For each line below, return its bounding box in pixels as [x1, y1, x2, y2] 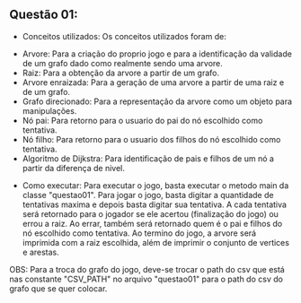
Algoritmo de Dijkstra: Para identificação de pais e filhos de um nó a [22, 152, 274, 164]
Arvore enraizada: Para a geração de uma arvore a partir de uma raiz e [22, 76, 285, 88]
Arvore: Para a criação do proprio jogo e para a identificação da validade [22, 48, 292, 59]
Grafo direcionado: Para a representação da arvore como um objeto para [22, 96, 293, 107]
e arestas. [22, 247, 60, 257]
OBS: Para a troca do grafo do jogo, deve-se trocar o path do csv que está [9, 264, 285, 274]
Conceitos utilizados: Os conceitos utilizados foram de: [22, 30, 226, 41]
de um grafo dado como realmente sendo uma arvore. [22, 57, 223, 68]
